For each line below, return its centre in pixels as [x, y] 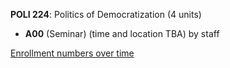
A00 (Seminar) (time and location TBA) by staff [122, 33]
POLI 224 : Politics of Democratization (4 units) [106, 14]
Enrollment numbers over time [72, 53]
